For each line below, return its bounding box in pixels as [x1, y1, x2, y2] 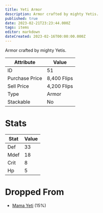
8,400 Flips [47, 75, 73, 81]
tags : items [5, 25, 29, 30]
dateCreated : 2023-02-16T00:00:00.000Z [5, 34, 86, 39]
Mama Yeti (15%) [12, 202, 46, 208]
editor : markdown [5, 30, 40, 34]
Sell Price [7, 83, 29, 90]
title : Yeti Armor [5, 7, 42, 12]
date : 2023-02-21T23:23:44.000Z [5, 20, 70, 26]
